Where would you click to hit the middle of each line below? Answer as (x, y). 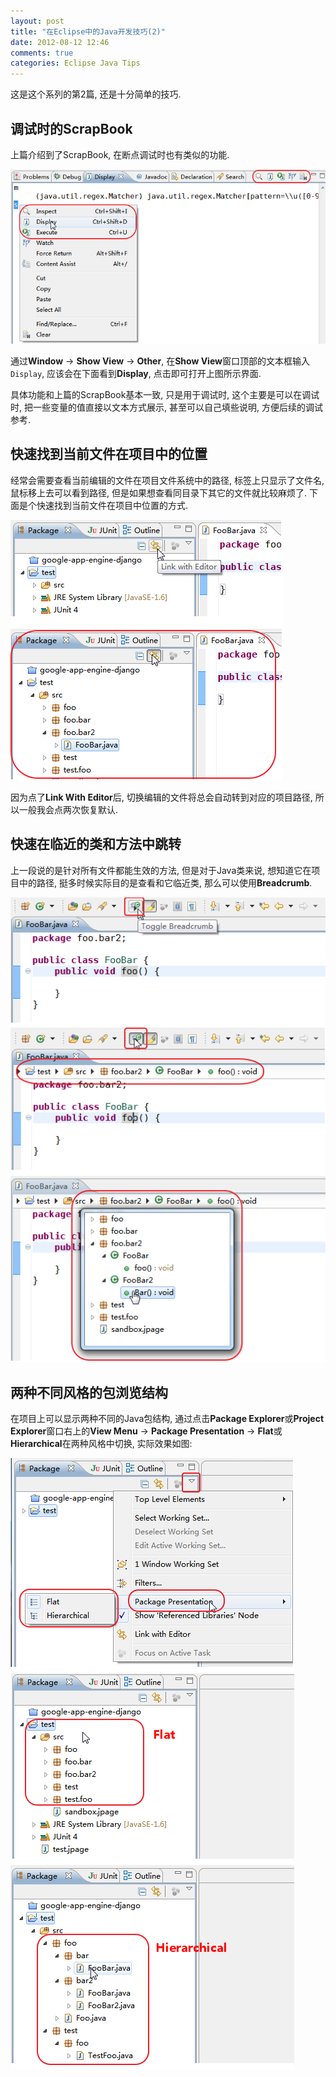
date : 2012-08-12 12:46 (60, 42)
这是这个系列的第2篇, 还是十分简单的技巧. (96, 94)
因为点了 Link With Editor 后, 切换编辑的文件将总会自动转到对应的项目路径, (161, 797)
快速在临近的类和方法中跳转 (96, 844)
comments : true (42, 53)
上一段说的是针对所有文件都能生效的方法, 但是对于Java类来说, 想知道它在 (161, 870)
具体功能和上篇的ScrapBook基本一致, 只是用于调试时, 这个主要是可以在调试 (165, 395)
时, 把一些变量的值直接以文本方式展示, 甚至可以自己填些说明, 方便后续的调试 (166, 407)
